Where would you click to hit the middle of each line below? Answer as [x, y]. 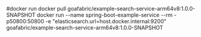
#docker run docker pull [36, 9]
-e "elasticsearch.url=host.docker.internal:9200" [106, 21]
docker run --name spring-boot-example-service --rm [104, 15]
